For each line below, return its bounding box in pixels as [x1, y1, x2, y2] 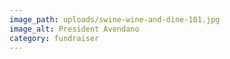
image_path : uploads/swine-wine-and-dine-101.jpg [9, 14, 221, 25]
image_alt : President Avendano [9, 24, 140, 34]
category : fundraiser [9, 33, 100, 43]
